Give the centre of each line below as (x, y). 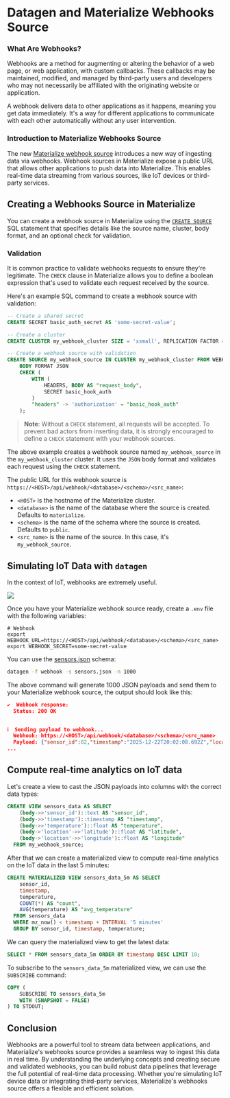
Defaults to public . (43, 529)
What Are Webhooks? (44, 49)
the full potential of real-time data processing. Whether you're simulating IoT (115, 1074)
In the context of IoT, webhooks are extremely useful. (82, 582)
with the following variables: (47, 615)
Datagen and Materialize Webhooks (111, 13)
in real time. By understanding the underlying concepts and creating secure (114, 1060)
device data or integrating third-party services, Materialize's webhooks (107, 1081)
